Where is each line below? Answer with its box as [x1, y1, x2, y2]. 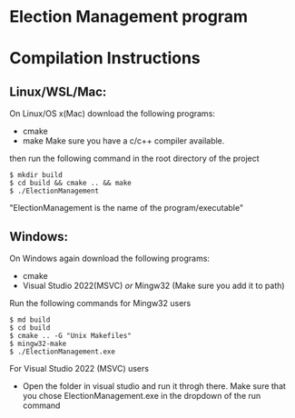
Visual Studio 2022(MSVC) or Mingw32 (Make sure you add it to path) [22, 280, 285, 291]
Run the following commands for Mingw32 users [9, 298, 192, 308]
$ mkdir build [9, 171, 64, 180]
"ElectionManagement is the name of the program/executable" [9, 203, 243, 214]
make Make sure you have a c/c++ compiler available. [22, 135, 225, 146]
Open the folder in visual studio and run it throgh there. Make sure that [22, 381, 286, 392]
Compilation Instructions [9, 48, 202, 69]
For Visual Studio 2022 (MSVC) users [9, 363, 150, 373]
